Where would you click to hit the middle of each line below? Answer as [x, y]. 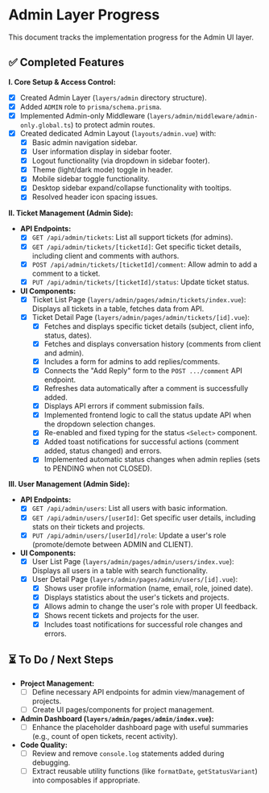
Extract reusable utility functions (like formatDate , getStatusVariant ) [145, 771]
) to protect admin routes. [113, 125]
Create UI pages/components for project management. [123, 709]
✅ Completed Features [66, 62]
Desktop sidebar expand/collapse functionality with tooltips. [132, 188]
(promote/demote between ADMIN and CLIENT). [112, 544]
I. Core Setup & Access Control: [62, 81]
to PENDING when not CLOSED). [98, 468]
